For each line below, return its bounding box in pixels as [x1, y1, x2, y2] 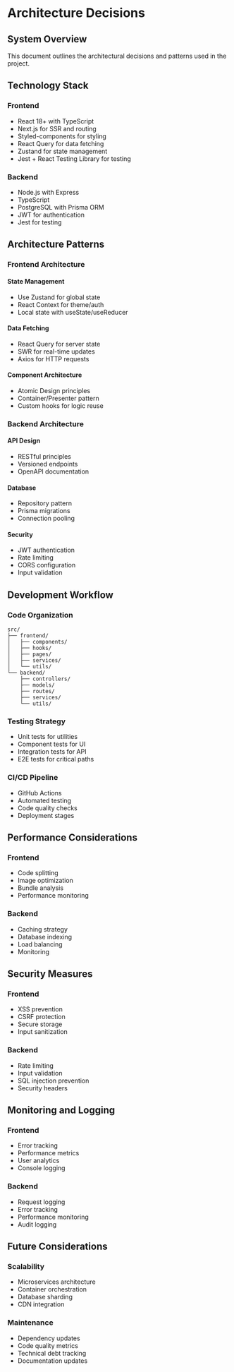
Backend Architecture [7, 419, 85, 428]
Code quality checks [17, 803, 78, 812]
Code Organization [7, 610, 73, 620]
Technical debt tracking [17, 1349, 87, 1357]
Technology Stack [7, 80, 89, 92]
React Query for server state [17, 339, 101, 348]
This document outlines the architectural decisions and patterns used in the [7, 52, 227, 60]
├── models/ [20, 682, 55, 689]
